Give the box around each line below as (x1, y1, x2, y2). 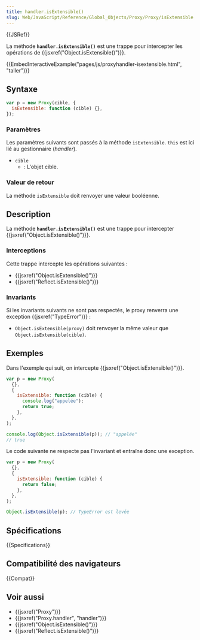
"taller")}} (6, 67, 30, 74)
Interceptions (6, 246, 47, 255)
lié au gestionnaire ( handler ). (6, 145, 78, 153)
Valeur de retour (6, 178, 55, 186)
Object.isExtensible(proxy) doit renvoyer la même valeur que (14, 324, 169, 331)
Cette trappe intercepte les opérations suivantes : (6, 260, 128, 267)
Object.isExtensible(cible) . (14, 331, 87, 338)
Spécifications (6, 526, 61, 536)
